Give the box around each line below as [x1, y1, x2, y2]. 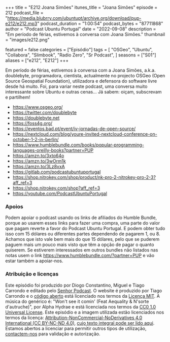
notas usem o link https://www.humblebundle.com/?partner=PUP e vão [5, 253, 155, 259]
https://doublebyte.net [12, 115, 60, 121]
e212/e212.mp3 [5, 20, 38, 26]
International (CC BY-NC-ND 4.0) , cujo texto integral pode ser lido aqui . [5, 320, 155, 326]
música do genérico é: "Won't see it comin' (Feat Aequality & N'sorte [5, 298, 149, 304]
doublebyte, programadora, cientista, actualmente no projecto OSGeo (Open [5, 73, 165, 78]
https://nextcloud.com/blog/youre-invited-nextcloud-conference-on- [12, 131, 157, 137]
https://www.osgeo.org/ [12, 104, 63, 110]
